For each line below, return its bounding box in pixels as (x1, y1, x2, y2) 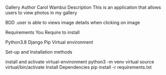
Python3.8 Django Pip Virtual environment (5, 39, 93, 45)
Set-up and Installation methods (5, 49, 73, 55)
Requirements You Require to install (5, 29, 80, 35)
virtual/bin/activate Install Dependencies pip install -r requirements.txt (5, 64, 152, 70)
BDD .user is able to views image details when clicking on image (5, 20, 140, 25)
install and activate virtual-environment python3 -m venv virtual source (5, 59, 154, 65)
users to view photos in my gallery (5, 10, 77, 16)
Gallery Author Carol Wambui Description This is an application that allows (5, 5, 161, 10)
